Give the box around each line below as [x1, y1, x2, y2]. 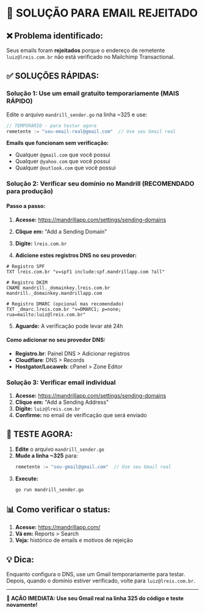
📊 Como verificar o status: [6, 505, 111, 515]
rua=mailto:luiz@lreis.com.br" [6, 311, 86, 318]
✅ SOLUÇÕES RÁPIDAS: [6, 71, 99, 81]
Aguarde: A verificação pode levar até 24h [15, 322, 123, 330]
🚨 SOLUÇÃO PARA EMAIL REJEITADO [6, 6, 198, 20]
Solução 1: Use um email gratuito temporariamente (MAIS [6, 89, 179, 98]
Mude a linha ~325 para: [15, 451, 78, 459]
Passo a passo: [6, 202, 46, 209]
